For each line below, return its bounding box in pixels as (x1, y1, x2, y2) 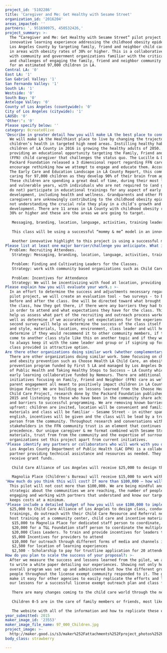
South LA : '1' (5, 86, 35, 91)
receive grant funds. (9, 456, 55, 461)
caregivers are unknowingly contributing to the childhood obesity (9, 197, 153, 202)
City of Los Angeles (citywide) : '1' (5, 109, 83, 114)
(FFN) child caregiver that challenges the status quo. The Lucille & (9, 155, 159, 160)
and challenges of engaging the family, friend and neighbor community (9, 58, 162, 63)
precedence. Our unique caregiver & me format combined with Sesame (9, 428, 155, 433)
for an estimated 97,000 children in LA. (9, 63, 97, 68)
